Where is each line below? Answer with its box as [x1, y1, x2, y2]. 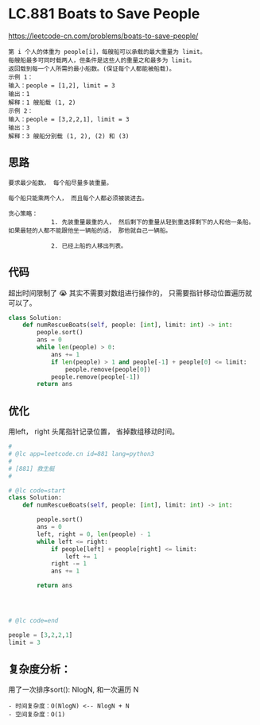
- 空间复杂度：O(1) [8, 711, 66, 719]
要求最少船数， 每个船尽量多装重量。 [8, 179, 113, 187]
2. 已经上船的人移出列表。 [50, 241, 127, 250]
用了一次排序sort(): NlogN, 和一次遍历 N [8, 685, 139, 695]
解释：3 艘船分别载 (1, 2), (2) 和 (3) [8, 132, 130, 140]
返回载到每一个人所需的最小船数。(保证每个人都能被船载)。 [8, 64, 176, 72]
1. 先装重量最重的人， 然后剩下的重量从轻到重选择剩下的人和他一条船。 [50, 218, 255, 226]
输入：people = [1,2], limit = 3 [8, 81, 115, 90]
